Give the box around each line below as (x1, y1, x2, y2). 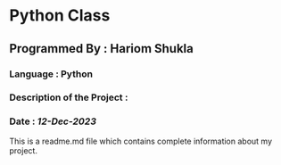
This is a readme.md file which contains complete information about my (9, 136, 273, 146)
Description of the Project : (9, 91, 128, 103)
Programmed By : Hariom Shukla (9, 41, 194, 56)
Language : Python (9, 68, 94, 80)
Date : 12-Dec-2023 (9, 115, 96, 128)
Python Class (9, 5, 111, 26)
